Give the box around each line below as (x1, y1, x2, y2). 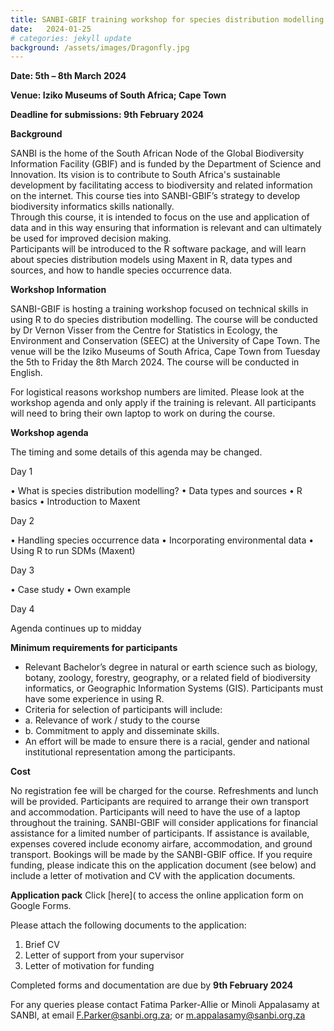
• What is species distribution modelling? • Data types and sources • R (10, 485, 303, 497)
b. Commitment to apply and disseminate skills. (24, 725, 220, 737)
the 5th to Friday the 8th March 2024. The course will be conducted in (10, 356, 300, 368)
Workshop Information (10, 284, 107, 296)
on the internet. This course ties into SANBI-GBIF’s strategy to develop (10, 190, 301, 202)
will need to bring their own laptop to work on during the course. (10, 407, 276, 420)
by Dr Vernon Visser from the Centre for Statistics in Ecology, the (10, 324, 278, 336)
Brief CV (24, 939, 60, 951)
